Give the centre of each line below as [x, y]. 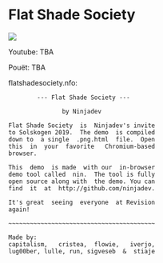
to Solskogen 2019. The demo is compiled [82, 132]
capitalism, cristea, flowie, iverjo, [82, 244]
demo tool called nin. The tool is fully [82, 174]
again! [19, 209]
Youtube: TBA [31, 52]
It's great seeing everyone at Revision [82, 202]
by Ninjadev [82, 111]
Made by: [23, 237]
